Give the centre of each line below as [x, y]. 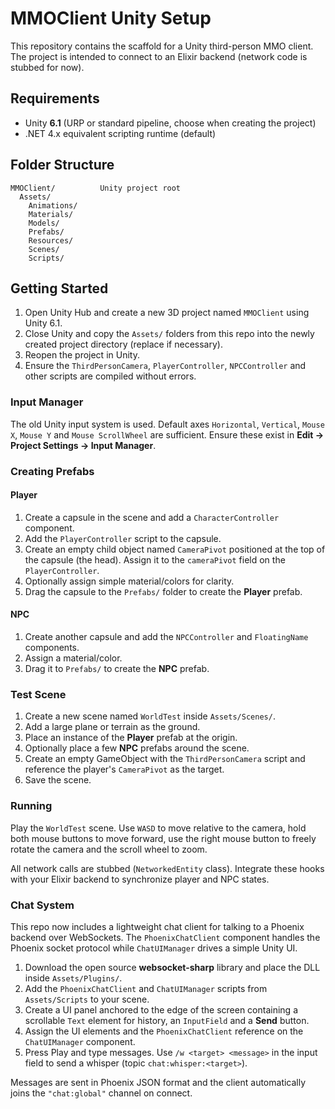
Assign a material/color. [73, 658]
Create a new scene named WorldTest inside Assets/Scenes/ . [150, 716]
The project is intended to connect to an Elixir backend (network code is [159, 56]
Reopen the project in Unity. [82, 355]
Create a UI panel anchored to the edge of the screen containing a [161, 1009]
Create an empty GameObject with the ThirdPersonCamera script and [165, 759]
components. [52, 647]
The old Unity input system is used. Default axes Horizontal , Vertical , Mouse [167, 424]
